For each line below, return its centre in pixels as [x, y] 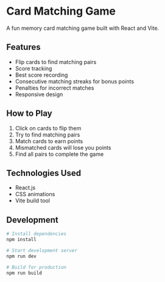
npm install [21, 240]
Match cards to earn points [49, 141]
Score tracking [33, 68]
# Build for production [37, 267]
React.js [25, 188]
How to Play [30, 114]
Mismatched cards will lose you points [63, 147]
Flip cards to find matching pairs [56, 62]
